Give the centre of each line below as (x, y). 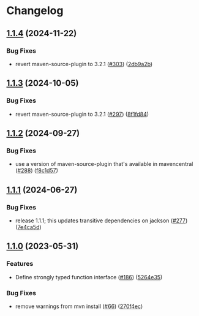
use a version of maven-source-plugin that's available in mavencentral (104, 164)
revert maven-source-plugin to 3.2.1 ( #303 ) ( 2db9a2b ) (84, 64)
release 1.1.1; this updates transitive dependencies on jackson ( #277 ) (101, 220)
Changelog (35, 11)
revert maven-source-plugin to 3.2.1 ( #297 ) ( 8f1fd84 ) (82, 114)
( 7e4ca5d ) (28, 227)
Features (20, 264)
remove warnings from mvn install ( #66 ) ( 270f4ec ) (79, 306)
